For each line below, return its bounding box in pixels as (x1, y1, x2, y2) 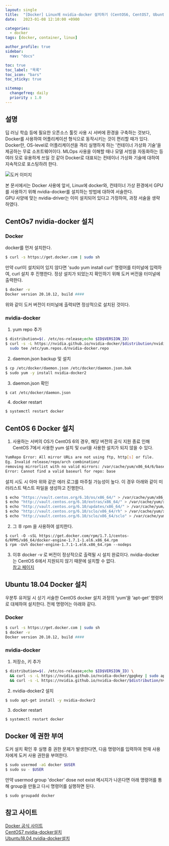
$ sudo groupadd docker (5, 793, 55, 798)
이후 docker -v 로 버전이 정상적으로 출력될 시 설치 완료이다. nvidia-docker (12, 552, 159, 558)
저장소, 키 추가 (12, 659, 41, 665)
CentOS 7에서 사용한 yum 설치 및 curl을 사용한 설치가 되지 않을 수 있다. (12, 445, 153, 451)
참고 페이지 (12, 564, 35, 570)
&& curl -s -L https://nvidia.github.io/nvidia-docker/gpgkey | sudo (10, 673, 158, 678)
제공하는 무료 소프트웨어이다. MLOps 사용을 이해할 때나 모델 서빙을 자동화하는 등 (5, 148, 163, 154)
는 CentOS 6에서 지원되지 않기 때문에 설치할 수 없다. (12, 558, 116, 564)
